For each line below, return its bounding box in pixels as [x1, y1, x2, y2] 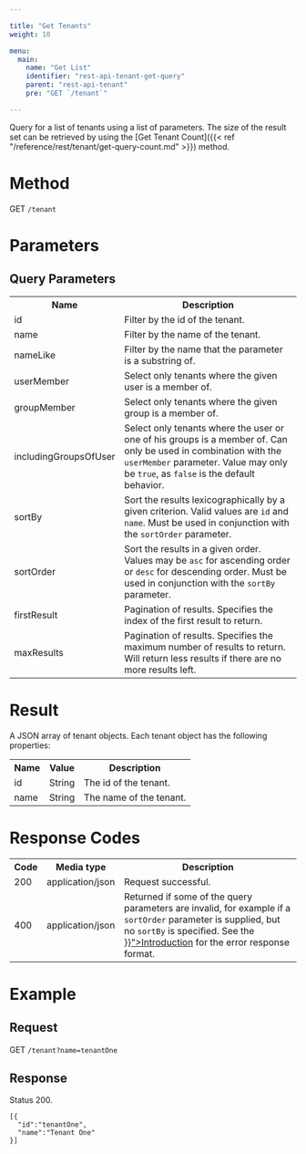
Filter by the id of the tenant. [124, 313, 245, 326]
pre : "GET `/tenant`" [25, 88, 107, 98]
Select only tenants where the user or [124, 421, 285, 434]
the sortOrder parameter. [124, 527, 232, 540]
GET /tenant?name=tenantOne [9, 1044, 118, 1055]
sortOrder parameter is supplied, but [124, 913, 280, 926]
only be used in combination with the [124, 444, 282, 457]
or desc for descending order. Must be [124, 565, 287, 577]
